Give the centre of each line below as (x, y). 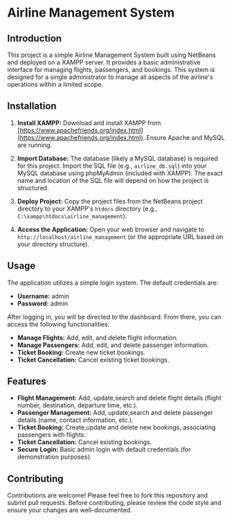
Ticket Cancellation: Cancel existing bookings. (84, 442)
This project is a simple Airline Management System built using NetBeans (111, 55)
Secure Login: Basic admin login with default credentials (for (104, 450)
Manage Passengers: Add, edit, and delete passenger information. (113, 345)
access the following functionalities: (58, 324)
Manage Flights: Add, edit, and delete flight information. (98, 337)
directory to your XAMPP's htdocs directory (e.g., (87, 209)
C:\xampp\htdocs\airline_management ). (72, 215)
